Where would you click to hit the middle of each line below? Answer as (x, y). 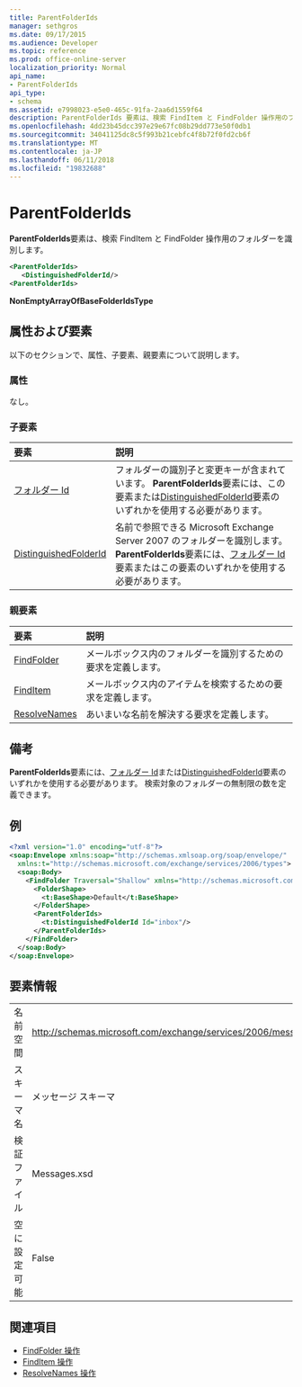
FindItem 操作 (48, 1362)
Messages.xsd (62, 1174)
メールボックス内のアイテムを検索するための (180, 684)
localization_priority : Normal (68, 68)
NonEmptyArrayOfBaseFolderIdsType (81, 300)
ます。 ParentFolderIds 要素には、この (205, 484)
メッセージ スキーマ (73, 1096)
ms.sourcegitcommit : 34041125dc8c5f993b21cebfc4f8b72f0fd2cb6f (130, 135)
